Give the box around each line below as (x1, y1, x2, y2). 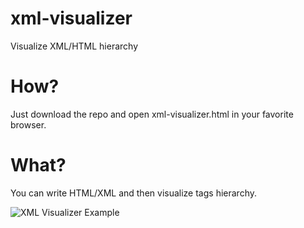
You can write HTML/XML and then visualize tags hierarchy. (10, 187, 257, 199)
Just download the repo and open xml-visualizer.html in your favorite (10, 108, 294, 120)
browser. (10, 118, 47, 131)
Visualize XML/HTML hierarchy (10, 40, 139, 52)
